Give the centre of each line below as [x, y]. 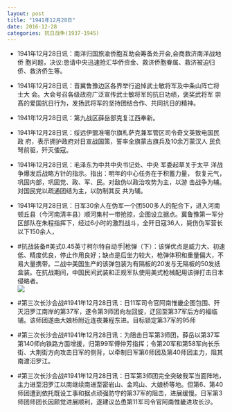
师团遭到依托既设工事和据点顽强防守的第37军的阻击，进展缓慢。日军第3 [120, 393]
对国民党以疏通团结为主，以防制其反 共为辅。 [82, 191]
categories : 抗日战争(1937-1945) [53, 33]
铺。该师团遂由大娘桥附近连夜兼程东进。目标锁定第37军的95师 [106, 320]
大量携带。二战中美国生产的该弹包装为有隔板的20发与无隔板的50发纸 [122, 264]
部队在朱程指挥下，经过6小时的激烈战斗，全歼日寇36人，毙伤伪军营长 [123, 223]
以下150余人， [37, 232]
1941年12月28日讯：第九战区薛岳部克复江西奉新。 [88, 118]
